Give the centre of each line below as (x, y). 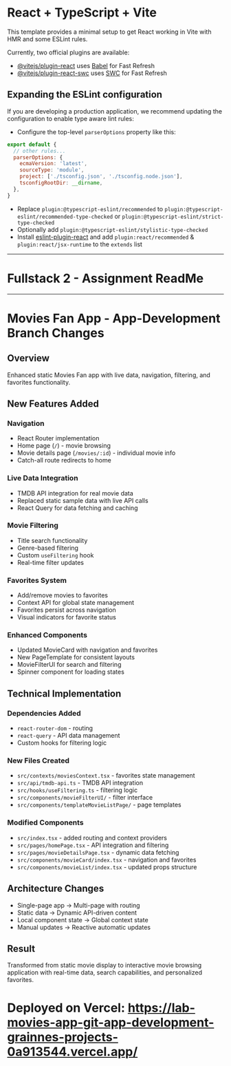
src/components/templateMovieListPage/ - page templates (99, 805)
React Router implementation (58, 438)
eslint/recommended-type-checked (65, 217)
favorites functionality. (39, 382)
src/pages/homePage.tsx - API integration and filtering (93, 845)
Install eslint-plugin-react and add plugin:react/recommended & (106, 237)
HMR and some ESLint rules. (47, 39)
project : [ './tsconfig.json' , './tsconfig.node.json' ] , (101, 177)
